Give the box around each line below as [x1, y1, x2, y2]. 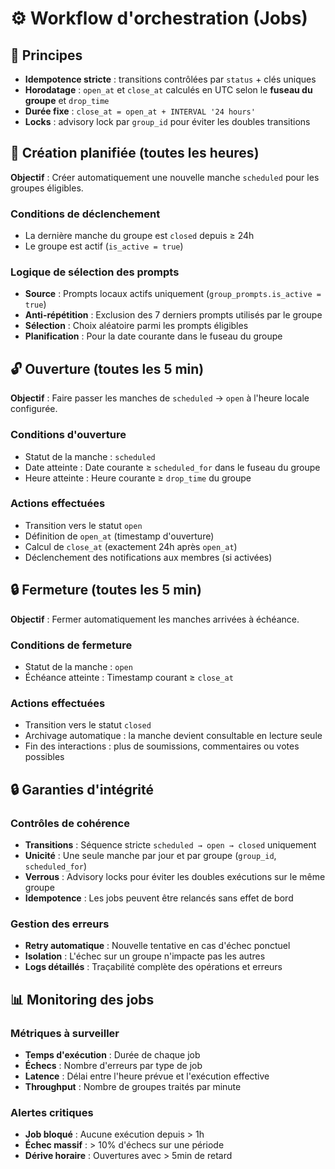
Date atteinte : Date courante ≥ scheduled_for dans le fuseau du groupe [24, 461, 321, 473]
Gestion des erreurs [10, 917, 110, 931]
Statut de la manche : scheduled [24, 450, 156, 462]
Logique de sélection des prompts [10, 265, 180, 279]
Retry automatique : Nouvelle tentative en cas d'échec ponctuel [24, 940, 291, 952]
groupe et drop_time [24, 95, 110, 106]
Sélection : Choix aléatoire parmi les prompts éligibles [24, 320, 249, 332]
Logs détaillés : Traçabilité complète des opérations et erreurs [24, 961, 283, 973]
